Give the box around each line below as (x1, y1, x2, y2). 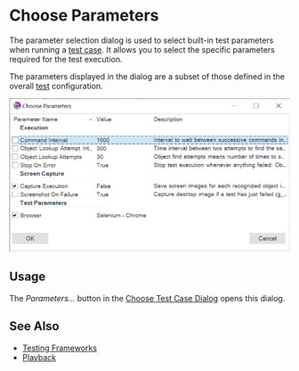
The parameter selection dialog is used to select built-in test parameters (9, 35, 274, 45)
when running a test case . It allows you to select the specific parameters (9, 44, 276, 54)
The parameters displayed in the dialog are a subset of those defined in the (9, 70, 285, 81)
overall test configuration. (9, 80, 104, 91)
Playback (21, 351, 56, 362)
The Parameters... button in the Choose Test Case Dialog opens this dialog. (9, 293, 286, 303)
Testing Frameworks (21, 342, 98, 353)
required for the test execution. (9, 54, 123, 64)
